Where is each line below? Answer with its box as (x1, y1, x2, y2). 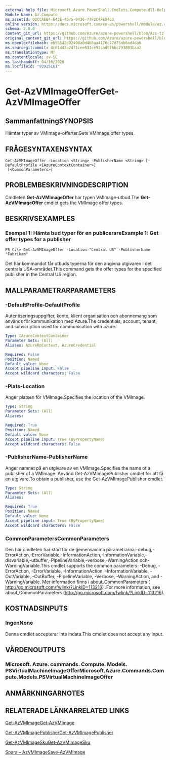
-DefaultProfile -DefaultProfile (5, 301, 80, 308)
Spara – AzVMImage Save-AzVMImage (5, 749, 86, 755)
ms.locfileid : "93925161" (5, 64, 60, 69)
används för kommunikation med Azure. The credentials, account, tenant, (5, 318, 157, 324)
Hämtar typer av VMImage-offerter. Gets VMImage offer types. (5, 130, 135, 136)
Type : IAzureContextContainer (5, 333, 69, 338)
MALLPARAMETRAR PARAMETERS (5, 286, 116, 294)
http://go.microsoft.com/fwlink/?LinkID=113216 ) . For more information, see (5, 584, 160, 590)
